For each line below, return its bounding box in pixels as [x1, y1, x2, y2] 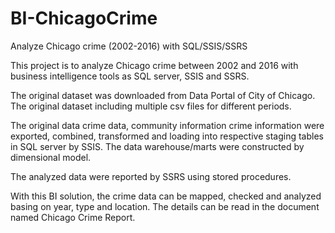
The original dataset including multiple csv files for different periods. [10, 100, 292, 112]
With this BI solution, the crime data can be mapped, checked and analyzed [10, 190, 322, 202]
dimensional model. [10, 151, 92, 163]
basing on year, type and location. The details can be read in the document [10, 200, 320, 212]
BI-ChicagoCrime [10, 7, 158, 30]
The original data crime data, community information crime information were [10, 119, 325, 131]
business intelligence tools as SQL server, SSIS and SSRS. [10, 70, 250, 82]
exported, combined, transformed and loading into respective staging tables [10, 130, 324, 142]
